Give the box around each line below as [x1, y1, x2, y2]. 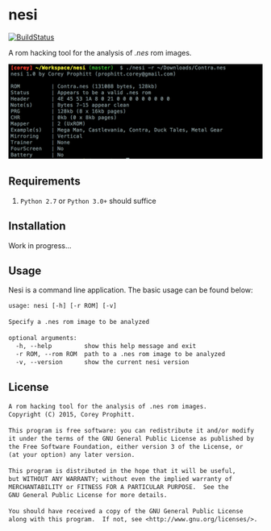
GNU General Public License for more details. [8, 492, 168, 500]
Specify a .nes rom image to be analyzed [8, 318, 150, 326]
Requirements [8, 175, 81, 189]
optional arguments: [8, 334, 78, 342]
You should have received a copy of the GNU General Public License [8, 508, 244, 516]
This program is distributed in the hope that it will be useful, [8, 467, 236, 475]
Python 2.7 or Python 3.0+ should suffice [19, 196, 156, 205]
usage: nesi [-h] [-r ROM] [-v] [8, 302, 117, 310]
